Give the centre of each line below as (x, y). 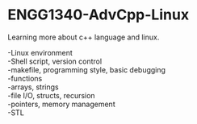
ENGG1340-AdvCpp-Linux (98, 15)
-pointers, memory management (61, 104)
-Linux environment (40, 52)
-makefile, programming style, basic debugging (87, 69)
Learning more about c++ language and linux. (84, 37)
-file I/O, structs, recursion (51, 95)
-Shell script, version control (55, 61)
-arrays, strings (33, 87)
